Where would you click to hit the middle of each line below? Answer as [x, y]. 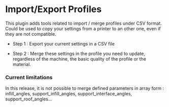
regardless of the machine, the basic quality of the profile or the [79, 59]
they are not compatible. [31, 34]
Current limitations [29, 77]
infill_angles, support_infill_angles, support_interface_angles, [69, 94]
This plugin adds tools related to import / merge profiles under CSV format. [83, 23]
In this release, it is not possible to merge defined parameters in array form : [84, 88]
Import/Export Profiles [54, 9]
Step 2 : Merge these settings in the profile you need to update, [79, 54]
